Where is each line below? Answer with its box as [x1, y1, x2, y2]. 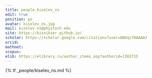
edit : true [5, 12, 28, 17]
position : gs [5, 16, 33, 21]
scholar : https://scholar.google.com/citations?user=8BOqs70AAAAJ [5, 35, 147, 40]
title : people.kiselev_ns [5, 7, 59, 12]
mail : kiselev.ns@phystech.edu [5, 26, 71, 31]
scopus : [5, 49, 22, 54]
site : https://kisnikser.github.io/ [5, 30, 82, 35]
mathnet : [5, 44, 24, 49]
